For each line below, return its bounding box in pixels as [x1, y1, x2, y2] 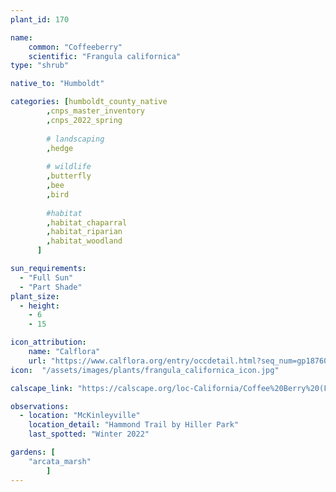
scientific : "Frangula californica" [28, 51, 182, 61]
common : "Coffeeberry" [28, 42, 123, 52]
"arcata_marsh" [28, 456, 92, 466]
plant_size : [10, 291, 60, 301]
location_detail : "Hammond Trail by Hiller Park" [28, 420, 240, 430]
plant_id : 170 [10, 14, 70, 25]
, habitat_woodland [46, 236, 123, 246]
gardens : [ [10, 447, 56, 457]
